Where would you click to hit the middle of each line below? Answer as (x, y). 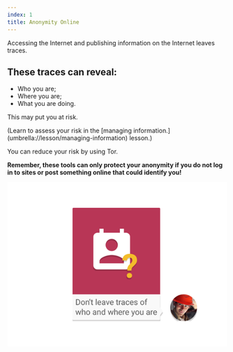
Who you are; (37, 89)
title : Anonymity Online (43, 22)
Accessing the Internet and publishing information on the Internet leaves (111, 43)
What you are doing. (46, 104)
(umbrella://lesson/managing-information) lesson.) (80, 138)
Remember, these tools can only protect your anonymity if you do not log (115, 165)
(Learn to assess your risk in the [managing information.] (89, 131)
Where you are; (39, 96)
